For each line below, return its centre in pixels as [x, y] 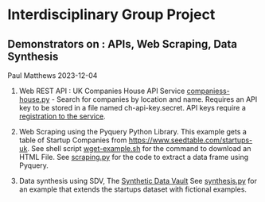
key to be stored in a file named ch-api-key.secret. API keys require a [132, 108]
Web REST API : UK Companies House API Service [102, 91]
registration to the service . [62, 116]
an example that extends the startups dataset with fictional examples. [133, 189]
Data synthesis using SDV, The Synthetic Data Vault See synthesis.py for [138, 181]
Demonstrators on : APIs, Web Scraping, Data [123, 44]
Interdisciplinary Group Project [111, 15]
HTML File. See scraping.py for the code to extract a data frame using [134, 157]
